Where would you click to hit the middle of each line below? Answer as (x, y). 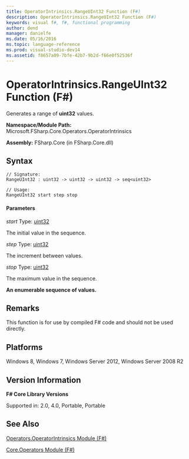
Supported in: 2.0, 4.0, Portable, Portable (56, 406)
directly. (16, 329)
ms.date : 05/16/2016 (31, 39)
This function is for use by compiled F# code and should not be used (90, 322)
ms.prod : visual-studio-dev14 (43, 50)
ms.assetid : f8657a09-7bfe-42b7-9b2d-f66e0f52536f (69, 55)
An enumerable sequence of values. (52, 290)
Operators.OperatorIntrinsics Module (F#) (57, 438)
